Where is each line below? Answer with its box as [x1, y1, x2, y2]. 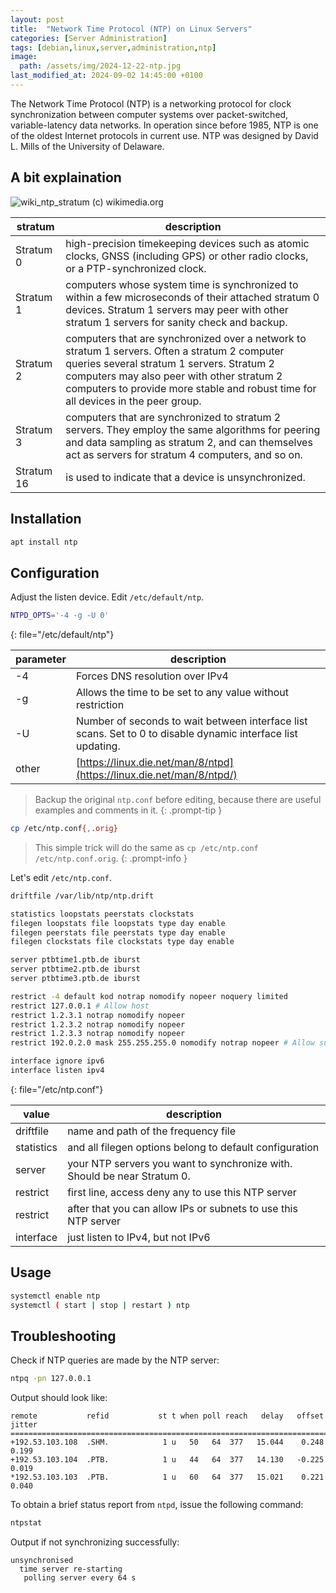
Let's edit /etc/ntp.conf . [10, 871, 112, 883]
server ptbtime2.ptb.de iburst [10, 964, 141, 975]
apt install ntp [10, 537, 78, 547]
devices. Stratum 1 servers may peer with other [65, 302, 289, 316]
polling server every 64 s [23, 1573, 137, 1583]
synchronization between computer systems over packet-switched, [10, 108, 289, 120]
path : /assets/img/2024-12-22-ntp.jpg [19, 61, 182, 71]
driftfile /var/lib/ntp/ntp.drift [10, 891, 155, 901]
